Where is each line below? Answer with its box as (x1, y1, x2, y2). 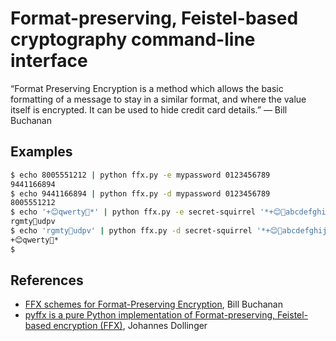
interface (10, 50, 88, 72)
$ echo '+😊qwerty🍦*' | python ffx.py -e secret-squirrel (10, 207, 256, 217)
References (10, 272, 84, 289)
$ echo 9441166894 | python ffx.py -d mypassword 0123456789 (10, 188, 271, 199)
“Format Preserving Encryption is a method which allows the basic (10, 82, 284, 94)
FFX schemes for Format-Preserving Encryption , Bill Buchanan (24, 298, 283, 311)
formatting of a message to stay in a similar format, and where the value (10, 93, 307, 105)
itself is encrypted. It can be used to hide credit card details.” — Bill (10, 103, 288, 116)
